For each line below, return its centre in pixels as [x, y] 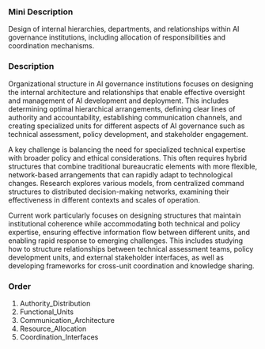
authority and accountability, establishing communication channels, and [125, 117]
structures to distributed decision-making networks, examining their [119, 192]
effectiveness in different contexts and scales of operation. [104, 199]
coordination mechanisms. [51, 46]
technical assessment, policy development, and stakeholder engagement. [128, 134]
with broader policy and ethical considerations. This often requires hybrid [128, 157]
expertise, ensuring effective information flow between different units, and [129, 232]
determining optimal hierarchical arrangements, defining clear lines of [122, 108]
